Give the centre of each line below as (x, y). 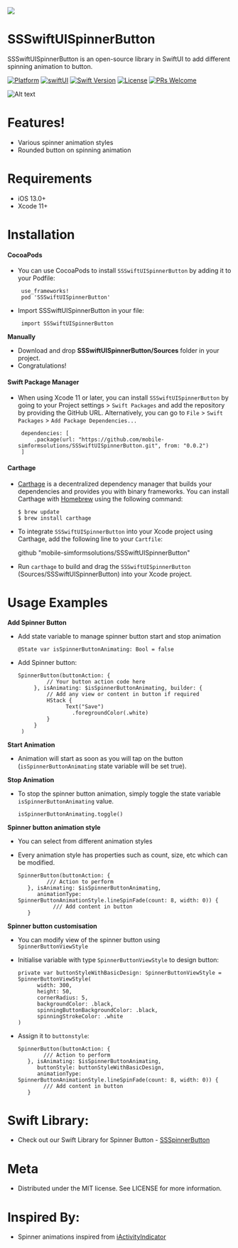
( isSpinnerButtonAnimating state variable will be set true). (102, 766)
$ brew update (38, 512)
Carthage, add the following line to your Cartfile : (90, 539)
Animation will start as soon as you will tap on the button (100, 758)
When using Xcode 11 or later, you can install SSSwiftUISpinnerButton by (123, 398)
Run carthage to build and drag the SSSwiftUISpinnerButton (104, 566)
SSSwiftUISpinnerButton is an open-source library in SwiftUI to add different (119, 59)
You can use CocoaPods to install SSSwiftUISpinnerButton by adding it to (124, 271)
